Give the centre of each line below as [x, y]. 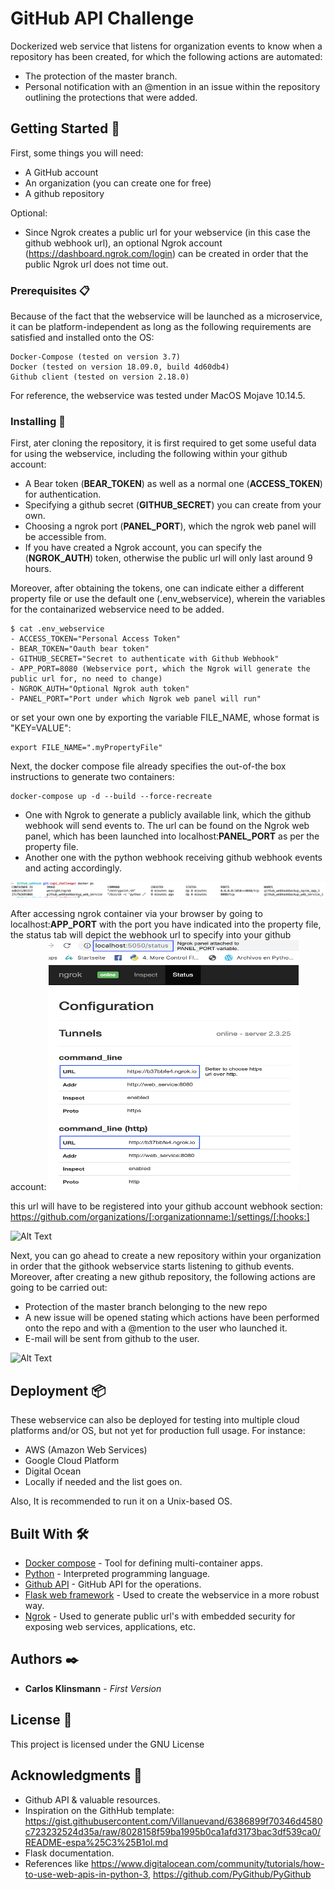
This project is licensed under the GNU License [107, 1744]
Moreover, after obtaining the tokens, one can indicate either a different [157, 588]
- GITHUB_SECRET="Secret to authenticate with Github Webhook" [145, 659]
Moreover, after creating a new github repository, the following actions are [163, 1277]
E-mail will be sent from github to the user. [112, 1339]
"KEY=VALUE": [41, 728]
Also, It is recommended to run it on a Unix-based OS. [121, 1501]
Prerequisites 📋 [50, 290]
